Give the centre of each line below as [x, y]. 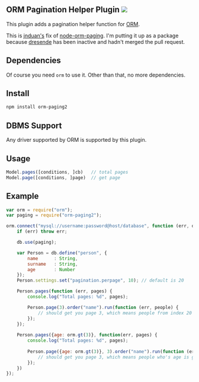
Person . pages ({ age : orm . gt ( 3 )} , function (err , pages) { [87, 335]
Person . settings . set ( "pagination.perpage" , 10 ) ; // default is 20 [100, 281]
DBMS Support [34, 125]
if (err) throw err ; [42, 232]
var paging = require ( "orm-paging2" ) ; [54, 215]
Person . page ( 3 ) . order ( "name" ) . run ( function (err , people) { [103, 307]
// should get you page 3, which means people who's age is [113, 357]
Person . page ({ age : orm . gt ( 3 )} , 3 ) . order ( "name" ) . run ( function [106, 351]
